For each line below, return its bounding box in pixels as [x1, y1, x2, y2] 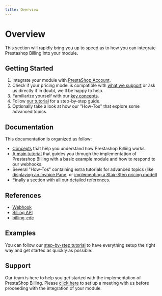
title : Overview [5, 7, 38, 12]
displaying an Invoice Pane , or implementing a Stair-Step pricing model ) [12, 172, 158, 178]
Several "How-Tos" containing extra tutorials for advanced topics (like [12, 166, 154, 172]
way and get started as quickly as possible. [5, 247, 93, 253]
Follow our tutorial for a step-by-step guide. [12, 98, 101, 104]
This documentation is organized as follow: [5, 136, 92, 142]
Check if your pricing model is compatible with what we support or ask [12, 82, 156, 89]
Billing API [12, 210, 33, 215]
